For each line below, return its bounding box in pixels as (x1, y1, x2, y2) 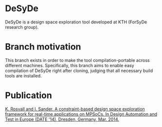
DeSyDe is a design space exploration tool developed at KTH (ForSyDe (5, 19, 147, 25)
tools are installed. (5, 73, 42, 78)
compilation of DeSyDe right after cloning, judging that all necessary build (5, 68, 153, 73)
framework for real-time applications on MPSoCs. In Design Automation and (5, 111, 157, 117)
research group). (5, 24, 39, 30)
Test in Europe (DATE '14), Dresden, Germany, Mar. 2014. (5, 116, 119, 122)
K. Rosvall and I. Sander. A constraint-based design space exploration (5, 106, 145, 112)
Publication (5, 90, 52, 101)
